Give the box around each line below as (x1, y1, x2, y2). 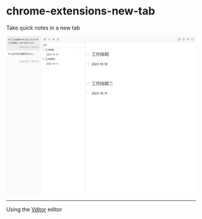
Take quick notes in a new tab (6, 24, 80, 31)
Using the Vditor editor (6, 206, 63, 213)
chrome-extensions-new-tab (6, 4, 155, 18)
